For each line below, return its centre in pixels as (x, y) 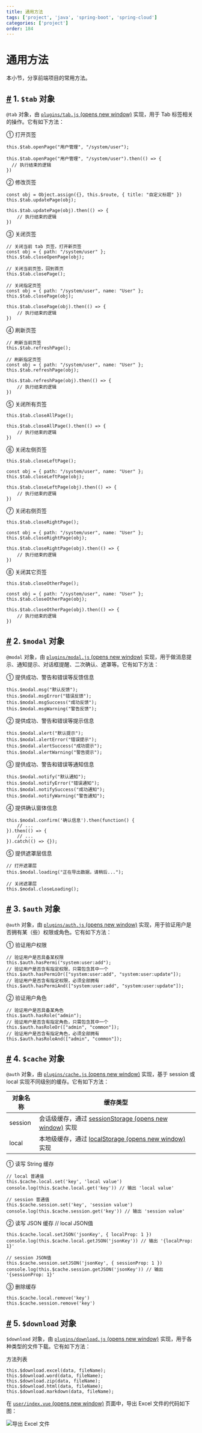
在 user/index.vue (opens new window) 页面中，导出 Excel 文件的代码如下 (98, 1404)
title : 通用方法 (25, 12)
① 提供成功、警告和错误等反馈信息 (50, 677)
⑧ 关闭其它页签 (26, 572)
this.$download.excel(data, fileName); (56, 1371)
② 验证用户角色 (26, 997)
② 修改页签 (21, 182)
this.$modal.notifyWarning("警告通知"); (56, 796)
